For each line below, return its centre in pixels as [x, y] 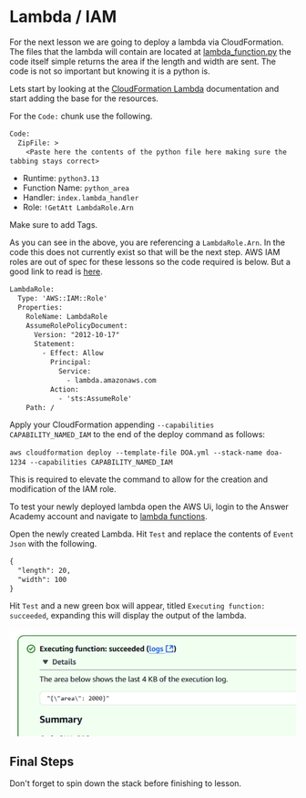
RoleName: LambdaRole [66, 316]
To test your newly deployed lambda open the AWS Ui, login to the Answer [149, 506]
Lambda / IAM [63, 17]
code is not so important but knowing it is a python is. [110, 71]
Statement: [54, 343]
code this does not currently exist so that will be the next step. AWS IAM [145, 251]
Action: [64, 389]
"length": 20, [44, 570]
